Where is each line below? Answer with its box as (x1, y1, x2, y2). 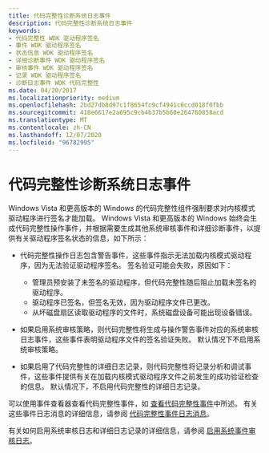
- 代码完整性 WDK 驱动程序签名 (8, 34, 99, 42)
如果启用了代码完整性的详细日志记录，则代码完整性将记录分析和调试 (19, 362, 245, 371)
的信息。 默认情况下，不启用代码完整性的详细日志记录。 (19, 382, 205, 391)
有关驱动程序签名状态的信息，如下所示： (14, 233, 149, 243)
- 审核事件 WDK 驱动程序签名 (8, 64, 94, 72)
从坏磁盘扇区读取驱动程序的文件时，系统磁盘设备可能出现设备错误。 (31, 308, 257, 318)
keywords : (8, 26, 42, 34)
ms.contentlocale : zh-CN (8, 123, 91, 131)
